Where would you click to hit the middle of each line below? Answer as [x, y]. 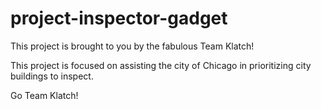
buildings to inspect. [52, 76]
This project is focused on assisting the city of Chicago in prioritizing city [161, 65]
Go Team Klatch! [44, 95]
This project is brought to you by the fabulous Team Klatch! [132, 46]
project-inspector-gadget [119, 18]
